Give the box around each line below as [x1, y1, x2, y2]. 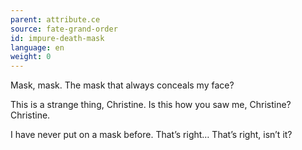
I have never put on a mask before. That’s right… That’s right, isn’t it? [10, 129, 293, 141]
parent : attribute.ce [10, 14, 101, 25]
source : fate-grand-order [10, 24, 118, 34]
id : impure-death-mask [10, 33, 105, 43]
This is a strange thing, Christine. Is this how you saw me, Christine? [10, 99, 292, 111]
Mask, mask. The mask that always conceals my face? [10, 79, 235, 91]
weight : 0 [10, 52, 52, 62]
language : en [10, 42, 65, 53]
